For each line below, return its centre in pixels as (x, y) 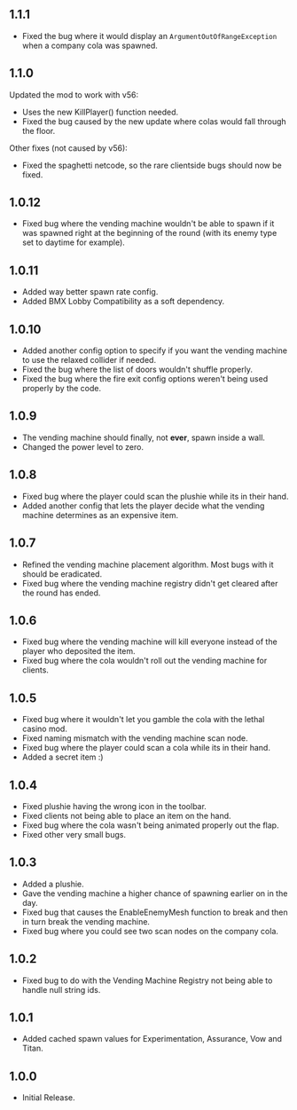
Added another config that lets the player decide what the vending (143, 506)
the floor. (39, 130)
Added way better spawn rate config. (90, 292)
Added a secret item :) (63, 757)
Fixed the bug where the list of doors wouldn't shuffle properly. (137, 370)
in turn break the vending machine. (86, 921)
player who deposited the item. (78, 651)
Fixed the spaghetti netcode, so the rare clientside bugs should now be (152, 165)
